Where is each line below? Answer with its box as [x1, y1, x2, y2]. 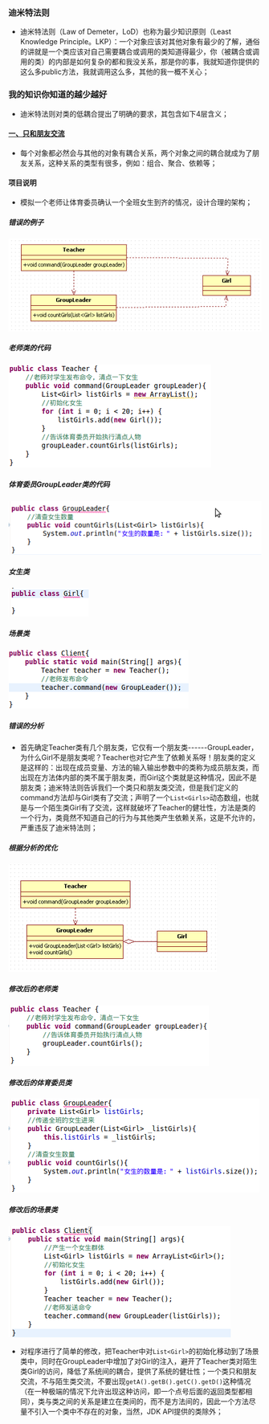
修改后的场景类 [8, 1205, 58, 1214]
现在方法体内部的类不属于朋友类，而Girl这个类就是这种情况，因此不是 [26, 773, 257, 782]
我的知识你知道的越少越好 [8, 89, 108, 100]
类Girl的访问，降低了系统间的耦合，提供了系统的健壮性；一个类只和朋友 [19, 1366, 257, 1376]
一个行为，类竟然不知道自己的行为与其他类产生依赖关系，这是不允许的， [19, 813, 259, 822]
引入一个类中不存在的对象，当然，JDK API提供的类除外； [34, 1406, 223, 1416]
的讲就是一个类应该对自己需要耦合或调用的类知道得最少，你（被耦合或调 [19, 47, 259, 57]
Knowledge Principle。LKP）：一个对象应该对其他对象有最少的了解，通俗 [19, 37, 260, 47]
